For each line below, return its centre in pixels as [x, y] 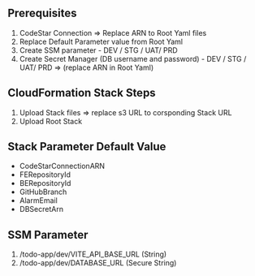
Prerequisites [42, 13]
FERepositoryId [45, 175]
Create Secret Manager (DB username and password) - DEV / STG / [133, 58]
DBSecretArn [41, 209]
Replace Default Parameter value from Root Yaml [101, 41]
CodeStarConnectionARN [62, 166]
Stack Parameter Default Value [87, 147]
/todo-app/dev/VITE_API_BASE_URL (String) [93, 254]
